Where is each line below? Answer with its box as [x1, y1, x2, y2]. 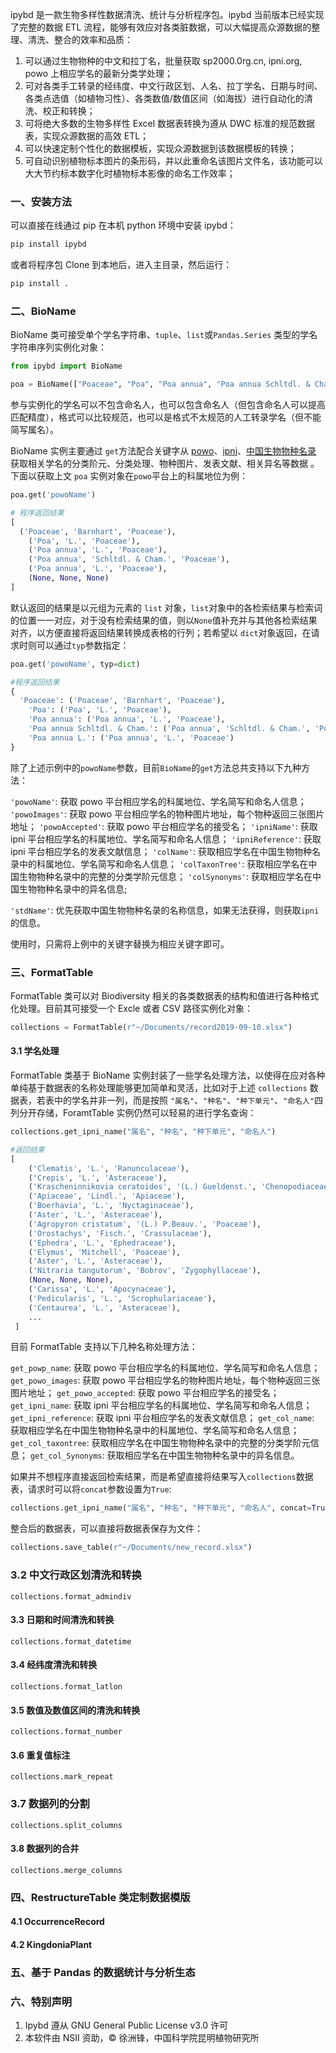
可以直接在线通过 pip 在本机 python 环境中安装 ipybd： [10, 219, 237, 232]
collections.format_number [10, 1727, 123, 1737]
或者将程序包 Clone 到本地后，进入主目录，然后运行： [10, 259, 233, 271]
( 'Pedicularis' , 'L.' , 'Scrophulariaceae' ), [28, 1293, 217, 1303]
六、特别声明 [10, 1994, 73, 2008]
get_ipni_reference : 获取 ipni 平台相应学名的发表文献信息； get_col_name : [10, 1412, 315, 1424]
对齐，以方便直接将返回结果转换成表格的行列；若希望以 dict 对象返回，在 [10, 626, 312, 638]
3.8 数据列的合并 [10, 1843, 80, 1855]
